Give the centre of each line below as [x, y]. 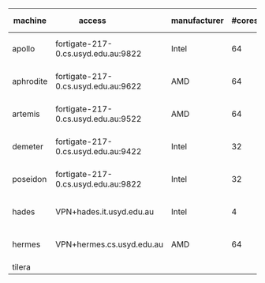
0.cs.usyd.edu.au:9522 [98, 119]
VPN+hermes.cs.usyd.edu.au [109, 244]
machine [30, 21]
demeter [28, 147]
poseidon [30, 179]
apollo [24, 49]
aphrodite [30, 81]
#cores [245, 21]
